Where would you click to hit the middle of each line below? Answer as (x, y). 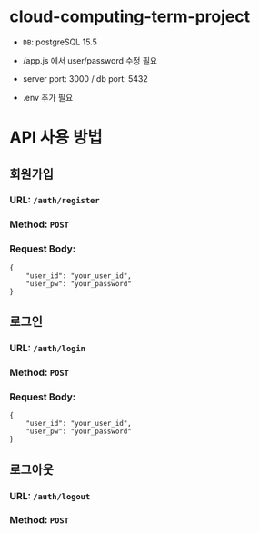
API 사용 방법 (56, 138)
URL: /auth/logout (50, 496)
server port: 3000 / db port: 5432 (85, 78)
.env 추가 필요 (48, 97)
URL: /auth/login (48, 348)
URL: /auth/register (55, 200)
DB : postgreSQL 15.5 (60, 42)
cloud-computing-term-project (130, 17)
